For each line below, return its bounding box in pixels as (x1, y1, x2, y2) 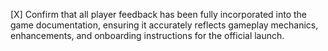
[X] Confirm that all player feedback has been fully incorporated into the (10, 9, 308, 20)
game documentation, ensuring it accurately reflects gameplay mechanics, (10, 19, 319, 31)
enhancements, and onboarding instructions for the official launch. (10, 30, 285, 41)
